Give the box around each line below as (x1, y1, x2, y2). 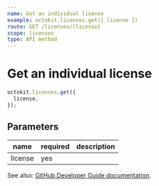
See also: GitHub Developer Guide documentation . (7, 171, 151, 179)
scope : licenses (7, 29, 54, 37)
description (76, 142, 116, 151)
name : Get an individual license (7, 10, 104, 17)
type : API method (7, 36, 58, 43)
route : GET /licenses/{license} (7, 23, 101, 30)
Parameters (7, 121, 59, 133)
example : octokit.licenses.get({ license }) (7, 17, 138, 24)
